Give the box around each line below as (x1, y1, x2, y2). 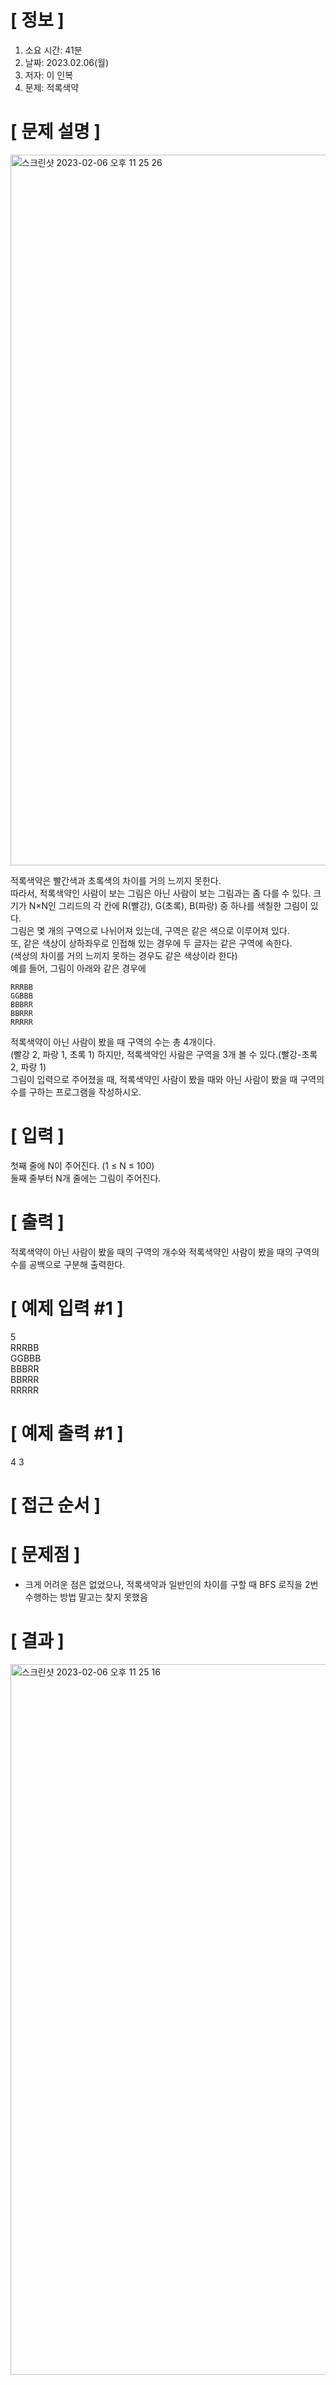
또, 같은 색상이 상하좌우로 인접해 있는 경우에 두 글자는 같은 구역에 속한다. (10, 937, 293, 949)
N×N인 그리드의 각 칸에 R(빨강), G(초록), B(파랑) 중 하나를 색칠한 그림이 (28, 899, 308, 911)
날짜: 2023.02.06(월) (24, 56, 110, 68)
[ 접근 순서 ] (10, 1494, 102, 1516)
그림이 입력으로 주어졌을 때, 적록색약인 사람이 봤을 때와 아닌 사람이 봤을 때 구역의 (10, 1073, 325, 1085)
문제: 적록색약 (24, 81, 80, 93)
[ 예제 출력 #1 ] (10, 1422, 124, 1445)
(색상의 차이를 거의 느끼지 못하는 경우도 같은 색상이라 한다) (10, 949, 238, 961)
